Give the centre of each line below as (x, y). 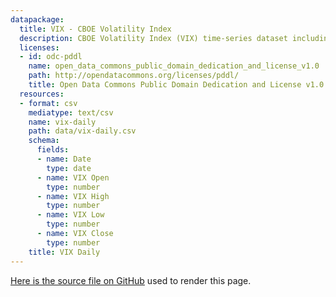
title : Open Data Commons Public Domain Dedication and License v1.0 (176, 85)
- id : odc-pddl (51, 57)
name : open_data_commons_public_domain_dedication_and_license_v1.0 (174, 66)
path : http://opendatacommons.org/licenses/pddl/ (134, 76)
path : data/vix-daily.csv (82, 131)
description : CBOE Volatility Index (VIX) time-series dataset (153, 38)
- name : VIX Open (73, 177)
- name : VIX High (73, 196)
